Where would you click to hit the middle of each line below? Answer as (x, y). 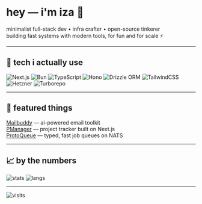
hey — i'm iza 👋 (45, 12)
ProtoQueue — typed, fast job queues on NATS (65, 135)
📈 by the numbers (41, 160)
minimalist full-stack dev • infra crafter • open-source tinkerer (83, 29)
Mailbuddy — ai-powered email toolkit (53, 122)
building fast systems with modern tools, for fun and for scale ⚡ (85, 36)
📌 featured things (39, 108)
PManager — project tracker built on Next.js (61, 129)
